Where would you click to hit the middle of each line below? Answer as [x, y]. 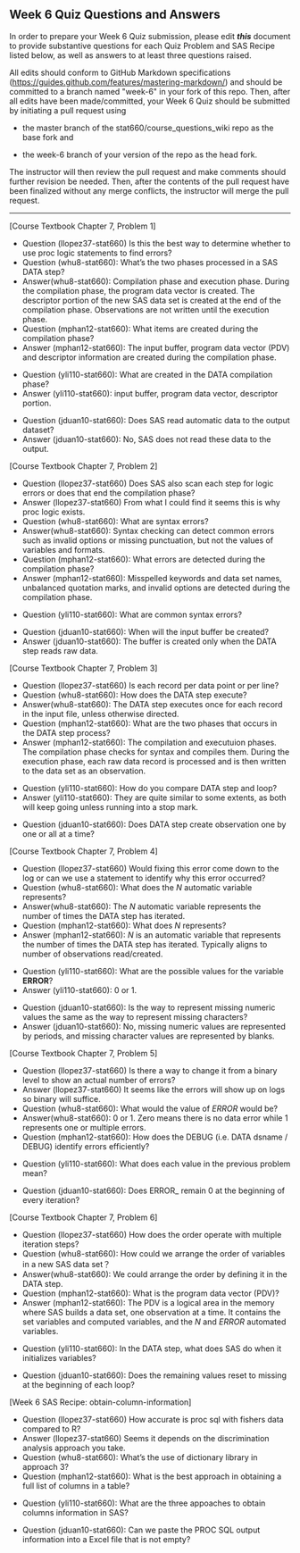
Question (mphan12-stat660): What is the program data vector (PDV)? [150, 1293]
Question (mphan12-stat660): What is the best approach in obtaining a [152, 1476]
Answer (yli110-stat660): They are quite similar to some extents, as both [154, 797]
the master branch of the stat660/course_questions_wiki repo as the [148, 128]
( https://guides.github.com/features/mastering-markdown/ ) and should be [146, 82]
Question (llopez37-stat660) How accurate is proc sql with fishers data [153, 1419]
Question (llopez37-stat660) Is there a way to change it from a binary [150, 1070]
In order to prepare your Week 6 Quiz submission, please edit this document [150, 36]
